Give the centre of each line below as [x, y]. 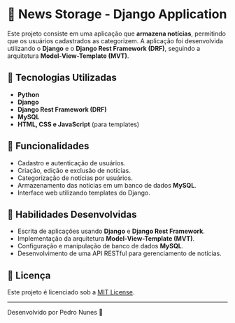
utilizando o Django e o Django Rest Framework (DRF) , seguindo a [104, 48]
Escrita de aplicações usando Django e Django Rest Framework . [111, 231]
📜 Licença [29, 275]
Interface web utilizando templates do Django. [84, 193]
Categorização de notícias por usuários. [75, 178]
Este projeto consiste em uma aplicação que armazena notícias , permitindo [116, 33]
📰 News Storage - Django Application [117, 14]
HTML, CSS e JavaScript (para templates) [78, 124]
